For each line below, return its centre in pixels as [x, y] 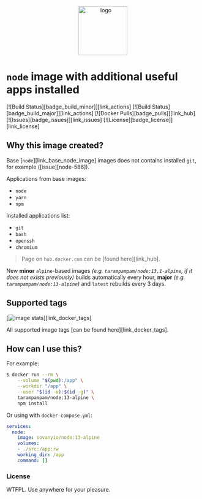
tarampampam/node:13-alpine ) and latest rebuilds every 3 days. [86, 284]
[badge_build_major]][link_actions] [50, 113]
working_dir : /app [41, 455]
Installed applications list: [38, 215]
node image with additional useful [92, 77]
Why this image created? [55, 146]
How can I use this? [44, 349]
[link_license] [23, 126]
